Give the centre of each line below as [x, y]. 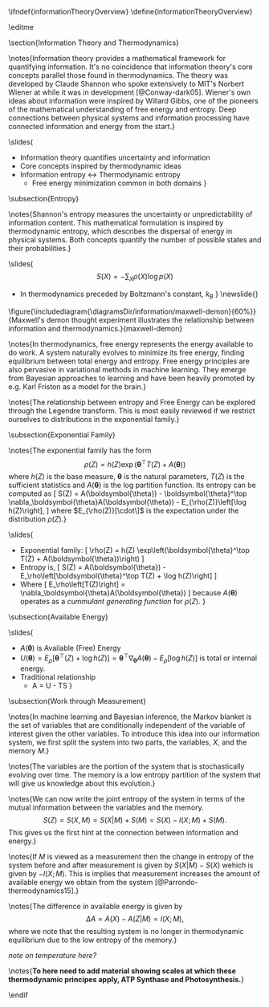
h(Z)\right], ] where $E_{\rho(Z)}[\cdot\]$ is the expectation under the [124, 511]
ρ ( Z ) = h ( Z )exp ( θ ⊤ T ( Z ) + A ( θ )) [135, 463]
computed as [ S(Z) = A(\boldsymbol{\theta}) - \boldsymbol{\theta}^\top [128, 493]
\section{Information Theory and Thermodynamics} [94, 43]
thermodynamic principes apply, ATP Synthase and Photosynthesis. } [126, 979]
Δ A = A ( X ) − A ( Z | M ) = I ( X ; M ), [135, 919]
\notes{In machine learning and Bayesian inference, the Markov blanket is [130, 717]
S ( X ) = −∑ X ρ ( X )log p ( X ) [135, 278]
